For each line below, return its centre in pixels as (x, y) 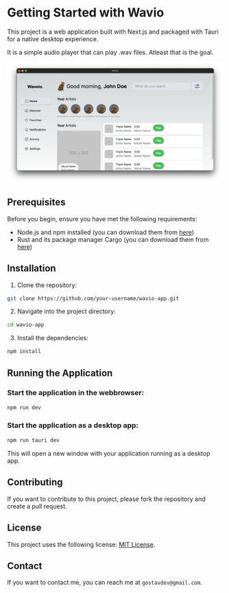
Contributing (35, 482)
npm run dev (24, 407)
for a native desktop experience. (53, 38)
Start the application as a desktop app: (73, 425)
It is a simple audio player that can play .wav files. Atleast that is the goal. (110, 52)
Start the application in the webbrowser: (76, 392)
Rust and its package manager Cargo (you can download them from (113, 239)
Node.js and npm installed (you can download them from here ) (105, 232)
